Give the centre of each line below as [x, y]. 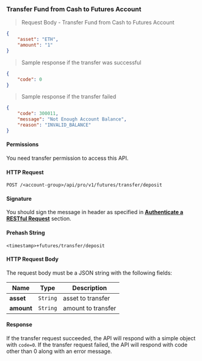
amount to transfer [90, 308]
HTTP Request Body [33, 259]
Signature [19, 198]
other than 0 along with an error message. [59, 351]
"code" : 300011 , [38, 114]
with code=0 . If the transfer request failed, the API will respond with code [97, 345]
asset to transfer [87, 298]
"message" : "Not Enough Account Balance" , [72, 119]
